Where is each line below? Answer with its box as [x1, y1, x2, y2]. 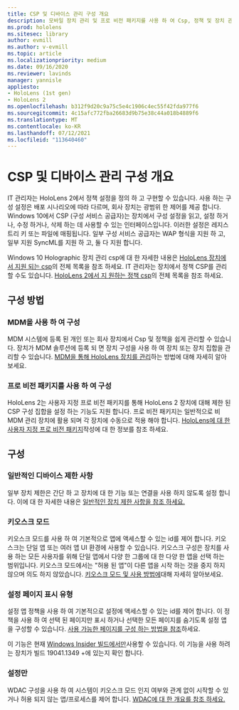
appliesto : [7, 83, 40, 90]
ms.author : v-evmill [7, 43, 69, 51]
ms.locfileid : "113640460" [7, 136, 87, 143]
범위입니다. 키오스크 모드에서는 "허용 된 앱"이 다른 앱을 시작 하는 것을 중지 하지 [7, 561, 225, 570]
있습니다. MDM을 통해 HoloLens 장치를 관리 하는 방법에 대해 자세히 [28, 352, 214, 361]
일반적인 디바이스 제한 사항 [7, 471, 94, 481]
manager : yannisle [7, 76, 62, 84]
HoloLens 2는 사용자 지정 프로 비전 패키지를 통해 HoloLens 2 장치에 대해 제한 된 [7, 398, 231, 407]
